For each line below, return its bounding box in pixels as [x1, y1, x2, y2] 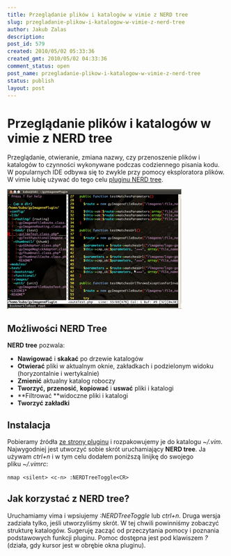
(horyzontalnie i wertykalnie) [17, 370, 99, 378]
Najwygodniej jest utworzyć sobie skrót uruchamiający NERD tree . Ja [7, 445, 207, 453]
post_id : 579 [7, 40, 45, 48]
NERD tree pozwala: [7, 341, 65, 349]
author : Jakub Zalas [7, 26, 67, 33]
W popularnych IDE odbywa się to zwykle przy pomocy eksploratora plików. [7, 168, 225, 177]
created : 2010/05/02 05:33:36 [7, 48, 95, 55]
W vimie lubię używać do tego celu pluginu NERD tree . [7, 175, 164, 184]
